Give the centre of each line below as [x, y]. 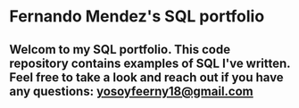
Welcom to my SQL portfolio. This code [120, 50]
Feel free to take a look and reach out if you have [146, 77]
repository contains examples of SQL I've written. [150, 63]
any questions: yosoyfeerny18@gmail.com [132, 91]
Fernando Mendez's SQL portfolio [137, 17]
